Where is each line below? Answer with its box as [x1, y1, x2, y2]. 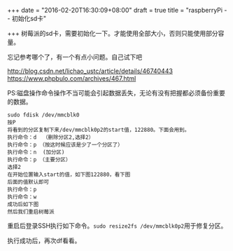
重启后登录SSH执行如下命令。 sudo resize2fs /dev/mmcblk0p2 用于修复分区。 [7, 222, 227, 230]
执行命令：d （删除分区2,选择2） [7, 134, 94, 141]
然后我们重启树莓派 [7, 208, 55, 215]
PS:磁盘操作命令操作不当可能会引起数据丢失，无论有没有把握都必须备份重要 [7, 89, 225, 97]
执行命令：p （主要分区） [7, 156, 71, 163]
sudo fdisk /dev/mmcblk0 [7, 111, 80, 118]
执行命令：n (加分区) [7, 149, 65, 156]
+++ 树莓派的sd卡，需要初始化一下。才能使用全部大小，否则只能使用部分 [7, 29, 218, 37]
